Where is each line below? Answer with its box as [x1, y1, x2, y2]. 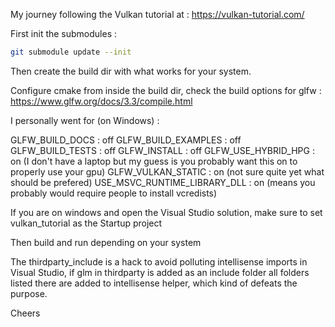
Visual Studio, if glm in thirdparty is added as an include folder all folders [10, 266, 310, 278]
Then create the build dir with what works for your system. [10, 65, 252, 77]
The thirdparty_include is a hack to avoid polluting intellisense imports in [10, 255, 308, 268]
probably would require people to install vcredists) [10, 187, 218, 199]
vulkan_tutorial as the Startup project [10, 217, 163, 229]
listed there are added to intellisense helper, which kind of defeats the [10, 277, 298, 289]
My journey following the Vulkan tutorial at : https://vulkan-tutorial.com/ [10, 9, 305, 20]
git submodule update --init [10, 47, 132, 57]
